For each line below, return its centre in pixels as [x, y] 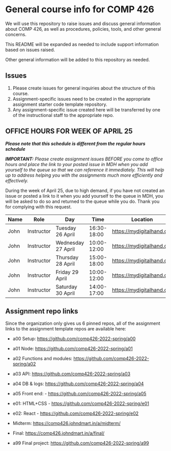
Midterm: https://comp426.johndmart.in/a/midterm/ [67, 423]
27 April [65, 249]
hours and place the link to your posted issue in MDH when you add [77, 164]
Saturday [66, 287]
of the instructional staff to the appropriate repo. [63, 115]
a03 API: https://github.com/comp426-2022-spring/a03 [72, 374]
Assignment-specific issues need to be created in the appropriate [81, 99]
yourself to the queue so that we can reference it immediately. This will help [85, 170]
